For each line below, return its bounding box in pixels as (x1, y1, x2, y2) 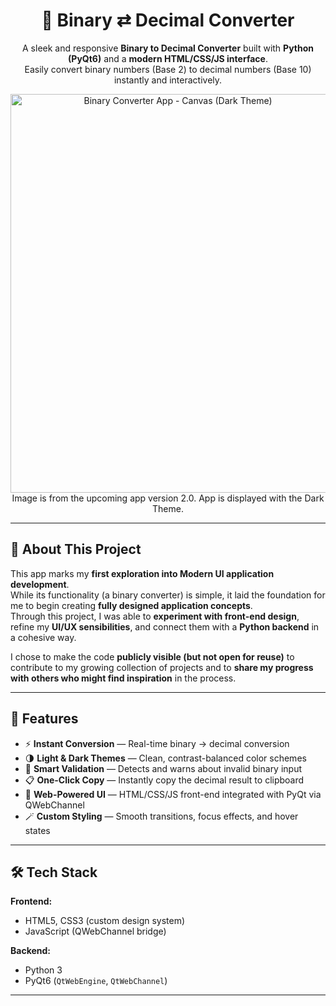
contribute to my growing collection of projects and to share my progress (10, 661, 314, 673)
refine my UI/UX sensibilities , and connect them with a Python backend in (10, 620, 320, 633)
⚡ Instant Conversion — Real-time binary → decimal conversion (24, 737, 290, 749)
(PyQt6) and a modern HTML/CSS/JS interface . (68, 52, 268, 64)
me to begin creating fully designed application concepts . (10, 599, 253, 611)
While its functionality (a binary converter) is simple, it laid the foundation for (10, 589, 326, 601)
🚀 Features (10, 710, 79, 728)
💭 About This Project (10, 541, 142, 558)
